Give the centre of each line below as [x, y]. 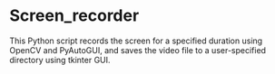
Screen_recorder [74, 16]
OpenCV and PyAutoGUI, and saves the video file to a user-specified [137, 50]
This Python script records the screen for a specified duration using [136, 41]
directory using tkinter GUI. [60, 60]
